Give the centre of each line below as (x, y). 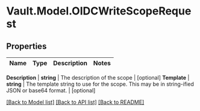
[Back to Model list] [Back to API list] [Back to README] (75, 102)
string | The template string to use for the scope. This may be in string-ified (100, 84)
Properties (27, 46)
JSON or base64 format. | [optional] (51, 90)
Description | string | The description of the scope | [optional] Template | (98, 78)
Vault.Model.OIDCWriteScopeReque (99, 11)
